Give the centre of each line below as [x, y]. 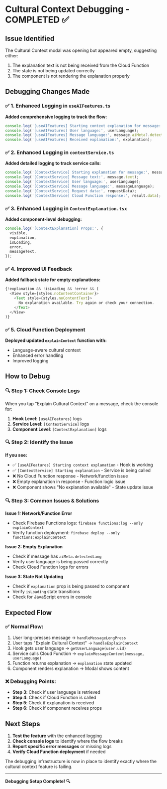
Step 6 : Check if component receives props [57, 708]
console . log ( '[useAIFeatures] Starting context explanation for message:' [84, 126]
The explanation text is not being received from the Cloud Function [81, 65]
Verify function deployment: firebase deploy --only [66, 533]
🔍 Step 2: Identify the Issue [39, 442]
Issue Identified [30, 38]
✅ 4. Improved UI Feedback [39, 269]
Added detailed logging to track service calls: [53, 163]
